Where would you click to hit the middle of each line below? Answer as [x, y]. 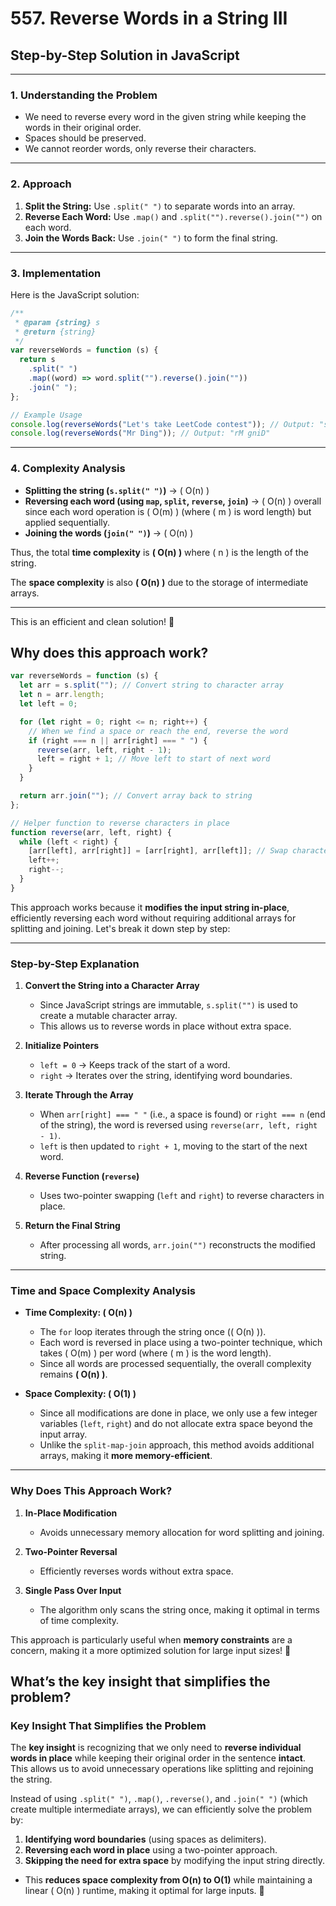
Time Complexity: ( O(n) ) [78, 1313]
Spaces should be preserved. [85, 138]
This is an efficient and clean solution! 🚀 [92, 621]
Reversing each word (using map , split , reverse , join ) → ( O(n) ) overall [173, 501]
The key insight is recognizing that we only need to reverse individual [156, 1748]
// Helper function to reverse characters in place [120, 823]
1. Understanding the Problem [84, 95]
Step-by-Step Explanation [75, 964]
